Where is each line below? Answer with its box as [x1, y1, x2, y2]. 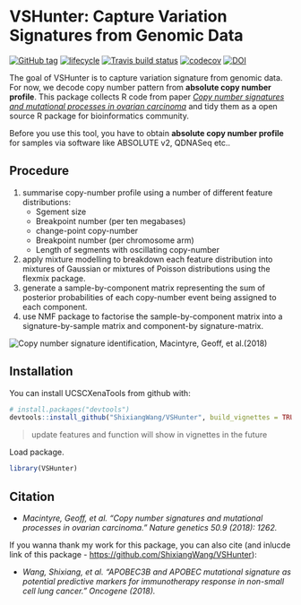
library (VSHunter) [9, 464, 78, 473]
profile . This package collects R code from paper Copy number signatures [9, 91, 285, 102]
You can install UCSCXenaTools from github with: [9, 387, 191, 398]
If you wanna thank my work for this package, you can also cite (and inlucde [9, 540, 291, 550]
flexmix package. [21, 272, 86, 283]
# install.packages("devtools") [9, 405, 130, 414]
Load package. [9, 446, 64, 458]
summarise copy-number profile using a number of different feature [21, 186, 273, 198]
